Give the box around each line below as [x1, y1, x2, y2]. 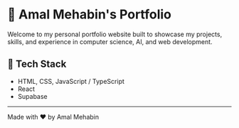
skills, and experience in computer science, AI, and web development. [7, 37, 213, 46]
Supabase [17, 92, 48, 100]
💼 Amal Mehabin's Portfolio [7, 6, 172, 23]
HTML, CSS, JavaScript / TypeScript [17, 77, 124, 85]
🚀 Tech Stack [7, 58, 67, 70]
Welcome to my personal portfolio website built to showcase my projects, [7, 30, 223, 38]
